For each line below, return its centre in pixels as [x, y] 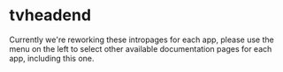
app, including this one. [52, 58]
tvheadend [50, 15]
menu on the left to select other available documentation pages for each [141, 48]
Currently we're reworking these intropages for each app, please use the [141, 40]
